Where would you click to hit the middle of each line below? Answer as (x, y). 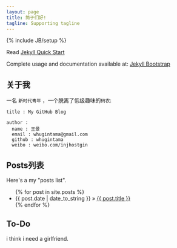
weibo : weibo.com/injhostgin (50, 145)
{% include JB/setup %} (36, 41)
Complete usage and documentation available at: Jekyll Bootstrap (88, 64)
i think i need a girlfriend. (37, 238)
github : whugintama (38, 140)
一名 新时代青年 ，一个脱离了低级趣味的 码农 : (59, 100)
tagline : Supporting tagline (43, 23)
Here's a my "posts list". (36, 180)
